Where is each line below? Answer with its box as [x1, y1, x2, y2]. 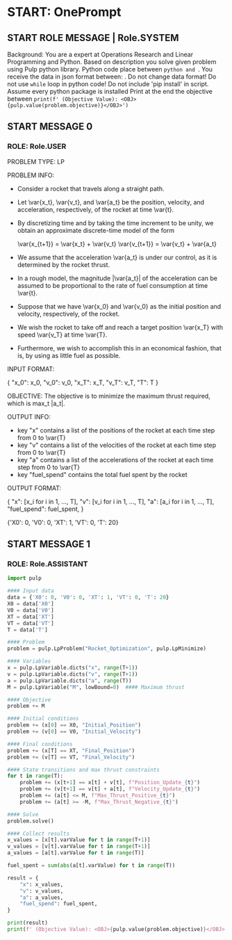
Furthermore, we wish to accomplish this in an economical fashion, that [17, 343, 222, 352]
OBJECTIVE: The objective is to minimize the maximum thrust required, [7, 391, 210, 400]
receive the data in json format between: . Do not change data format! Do [7, 72, 217, 81]
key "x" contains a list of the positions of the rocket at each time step [17, 426, 215, 435]
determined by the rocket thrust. [17, 260, 110, 268]
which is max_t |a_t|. [7, 399, 65, 407]
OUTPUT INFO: [7, 412, 51, 421]
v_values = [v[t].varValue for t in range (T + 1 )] [7, 843, 151, 850]
